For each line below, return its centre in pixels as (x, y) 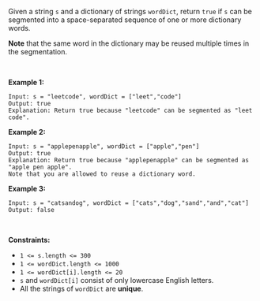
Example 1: (26, 82)
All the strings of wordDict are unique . (81, 288)
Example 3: (27, 189)
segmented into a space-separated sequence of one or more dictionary (125, 20)
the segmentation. (38, 52)
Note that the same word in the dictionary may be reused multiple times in (129, 43)
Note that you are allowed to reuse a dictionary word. (102, 174)
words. (19, 28)
